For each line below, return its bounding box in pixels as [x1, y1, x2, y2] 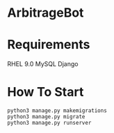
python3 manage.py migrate [7, 114, 85, 120]
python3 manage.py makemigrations [7, 107, 108, 114]
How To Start [7, 84, 84, 100]
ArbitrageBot [7, 5, 84, 21]
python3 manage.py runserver [7, 120, 92, 127]
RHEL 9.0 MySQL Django [7, 60, 79, 68]
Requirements [7, 37, 90, 53]
